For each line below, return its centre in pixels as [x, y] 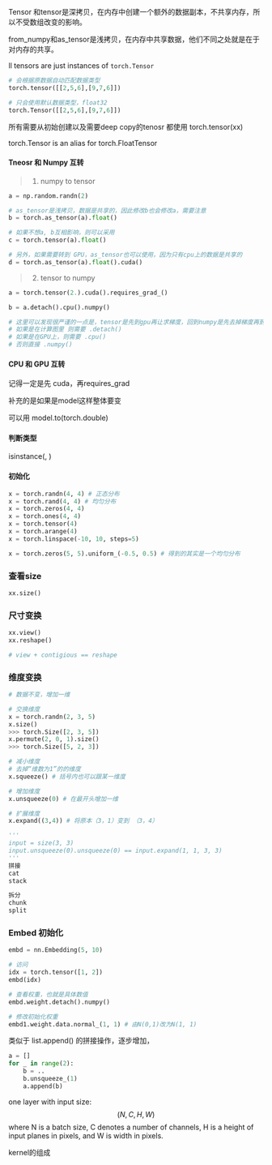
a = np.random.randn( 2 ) [49, 196]
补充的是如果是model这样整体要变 [65, 400]
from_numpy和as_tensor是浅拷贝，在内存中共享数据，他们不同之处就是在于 [134, 39]
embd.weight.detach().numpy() [59, 1002]
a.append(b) [43, 1086]
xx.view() [25, 633]
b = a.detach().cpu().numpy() [59, 307]
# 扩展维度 [24, 813]
